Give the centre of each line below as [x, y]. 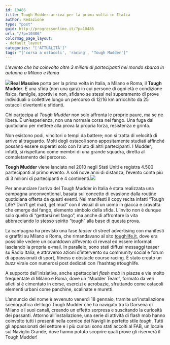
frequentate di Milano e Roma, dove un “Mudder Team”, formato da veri [80, 278]
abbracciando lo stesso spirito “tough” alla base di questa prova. [73, 221]
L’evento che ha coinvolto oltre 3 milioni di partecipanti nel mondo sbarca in [85, 67]
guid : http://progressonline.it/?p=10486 [50, 29]
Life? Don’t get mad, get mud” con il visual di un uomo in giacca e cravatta [83, 204]
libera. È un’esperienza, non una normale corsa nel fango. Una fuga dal [79, 120]
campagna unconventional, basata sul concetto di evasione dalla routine [81, 194]
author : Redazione [25, 19]
